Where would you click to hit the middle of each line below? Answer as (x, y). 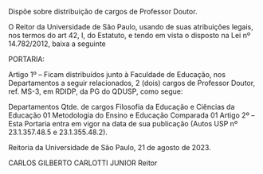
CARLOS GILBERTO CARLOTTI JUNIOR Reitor (83, 163)
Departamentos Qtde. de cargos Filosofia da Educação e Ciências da (122, 107)
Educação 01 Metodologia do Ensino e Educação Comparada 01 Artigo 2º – (131, 115)
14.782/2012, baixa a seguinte (57, 44)
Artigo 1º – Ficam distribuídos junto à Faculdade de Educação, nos (117, 74)
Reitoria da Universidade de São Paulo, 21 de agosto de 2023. (110, 147)
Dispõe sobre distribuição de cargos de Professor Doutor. (103, 12)
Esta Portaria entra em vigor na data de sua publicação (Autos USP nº (123, 124)
